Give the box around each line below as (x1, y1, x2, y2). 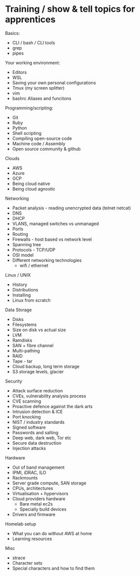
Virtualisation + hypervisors (12, 490, 69, 496)
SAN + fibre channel (12, 342, 54, 348)
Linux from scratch (12, 297, 51, 303)
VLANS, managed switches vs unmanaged (12, 221, 99, 226)
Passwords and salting (12, 429, 59, 435)
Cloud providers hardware (12, 496, 66, 502)
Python (12, 125, 27, 131)
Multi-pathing (12, 348, 40, 353)
